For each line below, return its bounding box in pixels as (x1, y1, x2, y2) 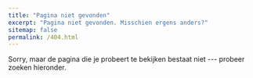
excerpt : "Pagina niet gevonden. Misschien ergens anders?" (8, 19, 209, 27)
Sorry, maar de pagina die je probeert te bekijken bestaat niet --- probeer (8, 55, 245, 64)
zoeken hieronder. (8, 63, 67, 73)
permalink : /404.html (8, 33, 79, 41)
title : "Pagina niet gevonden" (8, 11, 110, 19)
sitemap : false (8, 26, 58, 34)
